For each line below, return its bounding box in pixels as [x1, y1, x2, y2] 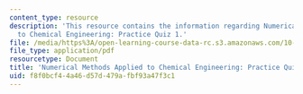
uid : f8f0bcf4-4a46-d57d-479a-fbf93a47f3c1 [9, 72, 176, 81]
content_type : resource [9, 13, 99, 22]
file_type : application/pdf [9, 47, 115, 56]
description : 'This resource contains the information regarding [9, 21, 260, 30]
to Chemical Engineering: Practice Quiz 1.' [17, 30, 188, 38]
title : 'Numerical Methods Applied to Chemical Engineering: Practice [9, 64, 280, 73]
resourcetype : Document [9, 55, 99, 64]
